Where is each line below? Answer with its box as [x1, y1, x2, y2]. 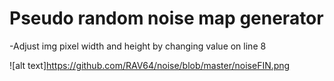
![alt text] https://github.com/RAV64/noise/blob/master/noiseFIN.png [9, 59, 291, 71]
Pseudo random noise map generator [9, 7, 324, 30]
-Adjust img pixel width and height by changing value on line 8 [9, 40, 267, 52]
